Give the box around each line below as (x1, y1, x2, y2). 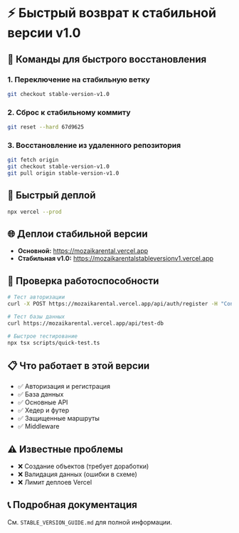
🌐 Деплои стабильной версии (7, 227, 148, 239)
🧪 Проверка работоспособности (7, 274, 159, 287)
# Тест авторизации (7, 294, 65, 301)
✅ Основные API (17, 398, 68, 407)
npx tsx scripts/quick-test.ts (7, 339, 100, 346)
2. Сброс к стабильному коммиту (7, 107, 131, 117)
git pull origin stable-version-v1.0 (7, 169, 119, 177)
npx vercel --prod (7, 208, 62, 215)
